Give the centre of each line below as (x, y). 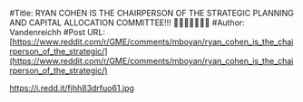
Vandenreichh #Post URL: (58, 32)
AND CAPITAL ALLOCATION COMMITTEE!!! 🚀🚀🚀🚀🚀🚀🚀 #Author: (127, 23)
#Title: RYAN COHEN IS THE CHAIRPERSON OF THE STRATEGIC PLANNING (152, 13)
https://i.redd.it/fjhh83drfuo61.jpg (72, 88)
